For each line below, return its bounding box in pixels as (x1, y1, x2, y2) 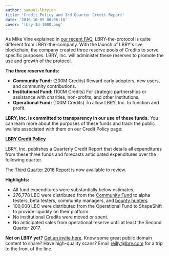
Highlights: (5, 177, 30, 183)
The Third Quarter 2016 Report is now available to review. (5, 167, 126, 173)
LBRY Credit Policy (5, 136, 46, 142)
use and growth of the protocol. (5, 58, 72, 64)
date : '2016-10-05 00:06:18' (5, 17, 68, 22)
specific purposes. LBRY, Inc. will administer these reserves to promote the (5, 52, 164, 59)
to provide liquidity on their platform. (12, 209, 90, 215)
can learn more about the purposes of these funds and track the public (5, 120, 155, 126)
